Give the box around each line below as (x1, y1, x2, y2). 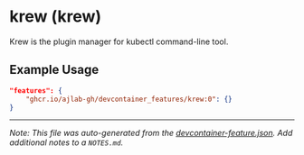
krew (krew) (9, 6, 102, 27)
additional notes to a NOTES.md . (9, 137, 124, 148)
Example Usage (9, 62, 100, 77)
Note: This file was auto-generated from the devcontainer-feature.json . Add (9, 128, 293, 139)
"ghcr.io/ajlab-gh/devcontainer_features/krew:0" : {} (25, 95, 233, 104)
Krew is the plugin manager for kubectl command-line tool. (9, 36, 229, 47)
